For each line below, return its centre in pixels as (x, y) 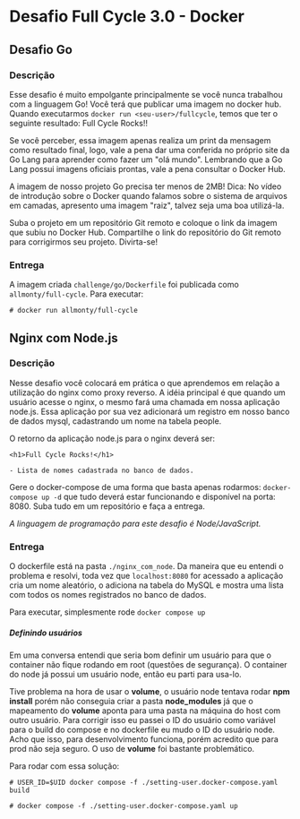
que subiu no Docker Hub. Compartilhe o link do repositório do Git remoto (146, 232)
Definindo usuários (46, 633)
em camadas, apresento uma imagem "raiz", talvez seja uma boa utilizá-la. (147, 205)
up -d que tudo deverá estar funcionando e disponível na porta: (159, 496)
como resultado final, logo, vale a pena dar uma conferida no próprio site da (150, 150)
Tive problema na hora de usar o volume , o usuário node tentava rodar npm (150, 692)
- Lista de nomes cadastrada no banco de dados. (102, 470)
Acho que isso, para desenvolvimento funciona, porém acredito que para (144, 739)
